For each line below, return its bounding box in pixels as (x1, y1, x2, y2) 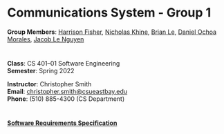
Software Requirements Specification (7, 119, 118, 127)
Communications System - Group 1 (7, 5, 212, 21)
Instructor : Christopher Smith (7, 80, 92, 88)
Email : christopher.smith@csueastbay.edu (7, 88, 128, 96)
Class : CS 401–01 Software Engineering (7, 59, 120, 68)
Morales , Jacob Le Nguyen (7, 35, 84, 43)
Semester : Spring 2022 (7, 67, 75, 75)
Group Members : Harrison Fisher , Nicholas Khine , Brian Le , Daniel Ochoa (7, 28, 216, 36)
